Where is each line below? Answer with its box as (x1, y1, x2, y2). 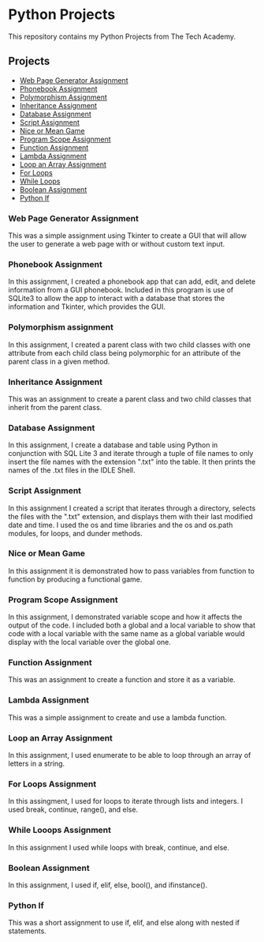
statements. (8, 926, 47, 936)
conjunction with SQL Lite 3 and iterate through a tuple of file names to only (8, 449, 254, 458)
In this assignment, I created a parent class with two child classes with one (8, 340, 251, 349)
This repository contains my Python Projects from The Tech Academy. (8, 32, 236, 41)
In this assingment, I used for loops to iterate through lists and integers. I (8, 797, 243, 806)
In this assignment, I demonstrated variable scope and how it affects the (8, 612, 243, 622)
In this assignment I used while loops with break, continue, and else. (8, 842, 230, 852)
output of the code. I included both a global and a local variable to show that (8, 620, 256, 630)
